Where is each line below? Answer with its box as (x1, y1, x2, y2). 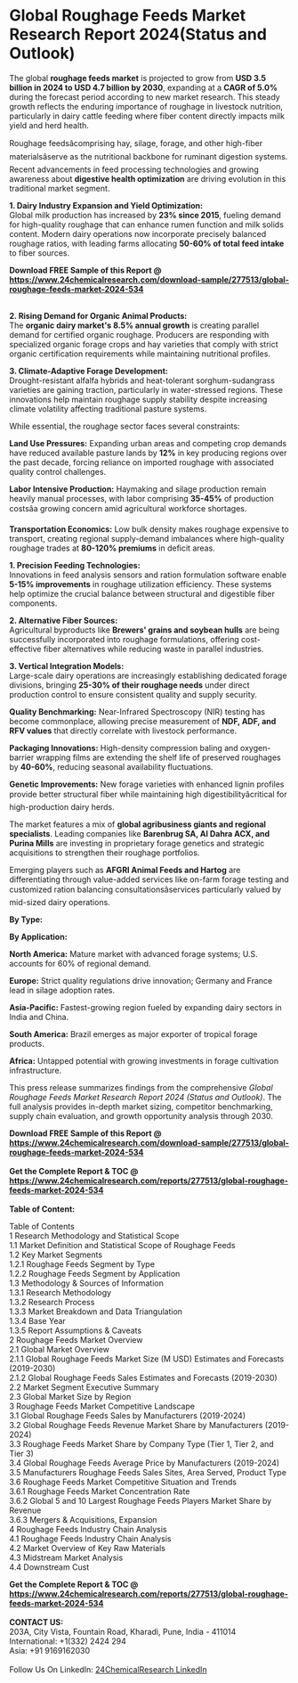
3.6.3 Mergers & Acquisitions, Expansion (9, 1514, 157, 1524)
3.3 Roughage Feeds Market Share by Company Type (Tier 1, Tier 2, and (9, 1438, 274, 1449)
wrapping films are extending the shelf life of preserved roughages (36, 752, 282, 763)
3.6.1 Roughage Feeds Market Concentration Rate (9, 1485, 190, 1497)
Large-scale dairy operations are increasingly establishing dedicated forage (9, 670, 287, 681)
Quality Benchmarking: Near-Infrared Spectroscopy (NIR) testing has (9, 706, 265, 717)
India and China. (9, 1011, 69, 1022)
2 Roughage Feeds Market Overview (9, 1334, 143, 1345)
